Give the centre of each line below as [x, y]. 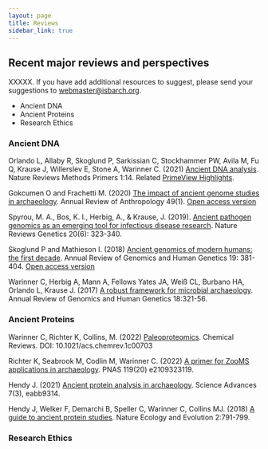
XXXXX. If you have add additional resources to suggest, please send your [131, 82]
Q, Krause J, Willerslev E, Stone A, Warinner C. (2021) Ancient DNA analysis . [134, 169]
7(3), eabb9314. [34, 393]
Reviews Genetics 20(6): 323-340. [65, 234]
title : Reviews [33, 23]
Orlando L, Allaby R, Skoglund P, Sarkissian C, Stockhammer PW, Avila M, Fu [134, 161]
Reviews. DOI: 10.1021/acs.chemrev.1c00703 [81, 345]
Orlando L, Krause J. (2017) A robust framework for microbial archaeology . [131, 290]
